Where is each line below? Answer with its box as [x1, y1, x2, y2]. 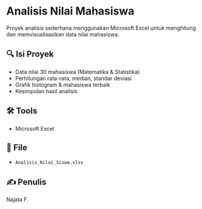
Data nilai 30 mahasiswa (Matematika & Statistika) [15, 68, 140, 75]
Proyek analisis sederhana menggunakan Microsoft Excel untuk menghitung [6, 24, 196, 32]
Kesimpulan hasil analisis [15, 87, 78, 95]
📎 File [6, 142, 27, 153]
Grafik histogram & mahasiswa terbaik [15, 81, 110, 88]
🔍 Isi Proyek [6, 49, 54, 59]
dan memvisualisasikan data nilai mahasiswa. [6, 30, 120, 38]
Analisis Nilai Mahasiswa [6, 4, 135, 18]
